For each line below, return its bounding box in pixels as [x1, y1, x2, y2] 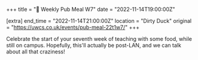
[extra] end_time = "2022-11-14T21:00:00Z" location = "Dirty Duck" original [6, 17, 192, 24]
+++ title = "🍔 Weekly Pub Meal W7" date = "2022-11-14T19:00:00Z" [6, 6, 175, 13]
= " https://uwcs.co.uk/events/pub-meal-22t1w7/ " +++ [6, 24, 140, 31]
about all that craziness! [6, 48, 65, 55]
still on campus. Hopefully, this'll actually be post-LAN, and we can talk [6, 42, 181, 49]
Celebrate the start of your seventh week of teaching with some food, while [6, 35, 193, 42]
